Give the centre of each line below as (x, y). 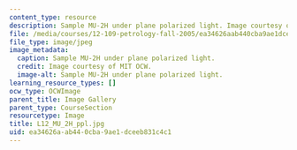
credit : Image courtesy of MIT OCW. (84, 67)
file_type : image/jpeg (51, 42)
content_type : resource (53, 17)
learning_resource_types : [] (63, 83)
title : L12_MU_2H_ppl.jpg (57, 124)
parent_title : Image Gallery (63, 99)
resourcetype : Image (47, 116)
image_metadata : (39, 50)
